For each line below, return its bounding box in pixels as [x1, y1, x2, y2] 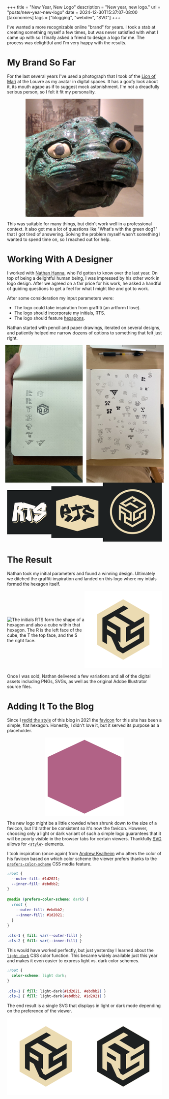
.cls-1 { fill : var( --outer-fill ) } [7, 933, 82, 938]
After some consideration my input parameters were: [7, 295, 114, 301]
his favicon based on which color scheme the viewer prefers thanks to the [7, 856, 157, 861]
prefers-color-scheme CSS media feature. [7, 861, 92, 867]
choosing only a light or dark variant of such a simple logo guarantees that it [7, 831, 162, 836]
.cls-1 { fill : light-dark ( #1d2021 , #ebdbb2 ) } [7, 988, 107, 994]
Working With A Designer [7, 254, 113, 265]
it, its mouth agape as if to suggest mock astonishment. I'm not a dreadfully [7, 84, 160, 89]
